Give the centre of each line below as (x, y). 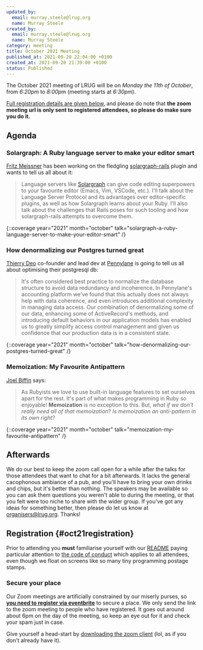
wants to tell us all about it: (40, 173)
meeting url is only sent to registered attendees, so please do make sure (99, 110)
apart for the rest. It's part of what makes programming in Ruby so (104, 398)
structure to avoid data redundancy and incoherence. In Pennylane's (107, 288)
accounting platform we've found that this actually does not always (105, 294)
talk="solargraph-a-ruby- (146, 228)
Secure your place (34, 583)
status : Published (29, 68)
